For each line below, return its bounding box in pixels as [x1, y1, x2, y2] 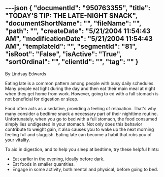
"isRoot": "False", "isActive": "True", [5, 50, 122, 59]
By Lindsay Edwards [5, 71, 47, 77]
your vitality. [5, 137, 31, 143]
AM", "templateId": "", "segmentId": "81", [5, 42, 137, 51]
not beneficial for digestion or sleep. [5, 96, 79, 102]
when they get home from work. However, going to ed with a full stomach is [5, 90, 159, 96]
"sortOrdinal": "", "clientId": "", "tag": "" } [5, 58, 139, 66]
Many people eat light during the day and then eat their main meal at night [5, 86, 155, 91]
